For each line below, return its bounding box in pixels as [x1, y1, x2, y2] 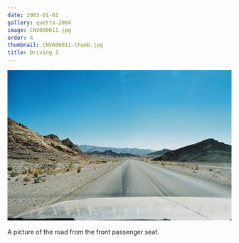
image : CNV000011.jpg [7, 26, 72, 33]
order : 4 [7, 34, 33, 41]
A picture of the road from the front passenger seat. [7, 227, 160, 236]
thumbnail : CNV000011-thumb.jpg [7, 41, 103, 49]
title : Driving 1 [7, 49, 59, 56]
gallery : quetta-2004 [7, 19, 72, 26]
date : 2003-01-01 [7, 11, 59, 19]
